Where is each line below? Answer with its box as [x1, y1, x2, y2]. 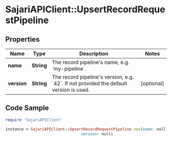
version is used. [52, 86, 90, 93]
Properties [5, 35, 40, 44]
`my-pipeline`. [52, 65, 87, 72]
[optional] [140, 80, 164, 87]
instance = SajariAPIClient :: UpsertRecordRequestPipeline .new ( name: [5, 127, 155, 132]
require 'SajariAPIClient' [5, 117, 63, 123]
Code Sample [5, 104, 49, 112]
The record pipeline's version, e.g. [52, 73, 134, 80]
